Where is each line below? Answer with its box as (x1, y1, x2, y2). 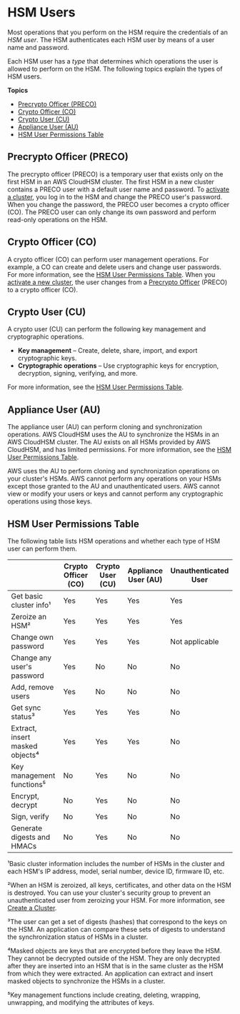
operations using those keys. (7, 497, 93, 506)
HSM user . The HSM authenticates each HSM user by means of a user (7, 35, 215, 44)
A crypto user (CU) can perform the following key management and (7, 325, 206, 333)
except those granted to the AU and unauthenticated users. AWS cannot (7, 482, 220, 491)
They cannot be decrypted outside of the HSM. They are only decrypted (7, 954, 220, 963)
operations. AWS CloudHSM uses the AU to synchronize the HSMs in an (7, 430, 219, 439)
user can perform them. (7, 544, 77, 553)
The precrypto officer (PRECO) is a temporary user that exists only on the (7, 169, 224, 179)
